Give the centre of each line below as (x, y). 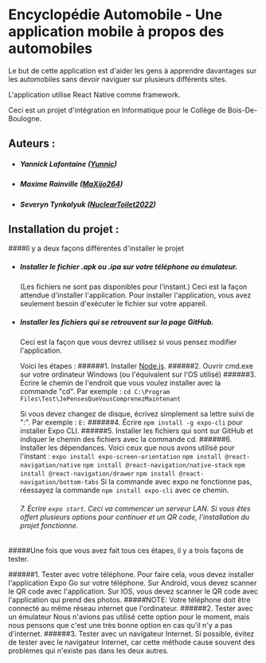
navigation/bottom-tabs (59, 483)
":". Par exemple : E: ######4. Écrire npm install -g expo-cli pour (131, 422)
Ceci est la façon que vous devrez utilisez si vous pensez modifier (128, 342)
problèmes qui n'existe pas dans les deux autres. (88, 650)
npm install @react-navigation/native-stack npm (164, 466)
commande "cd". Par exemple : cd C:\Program (95, 392)
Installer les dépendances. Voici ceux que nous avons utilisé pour (127, 448)
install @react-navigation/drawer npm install (98, 474)
